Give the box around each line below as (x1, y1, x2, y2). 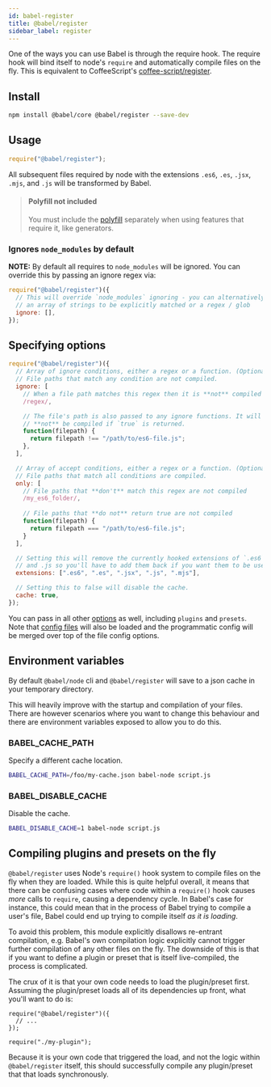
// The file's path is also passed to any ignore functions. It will (23, 412, 262, 421)
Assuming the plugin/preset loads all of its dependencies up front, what (8, 985, 246, 995)
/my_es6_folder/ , (23, 494, 81, 502)
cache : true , (15, 591, 60, 599)
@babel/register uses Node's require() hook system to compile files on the (8, 868, 261, 878)
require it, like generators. (27, 223, 115, 233)
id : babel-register (8, 11, 74, 20)
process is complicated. (8, 961, 88, 971)
